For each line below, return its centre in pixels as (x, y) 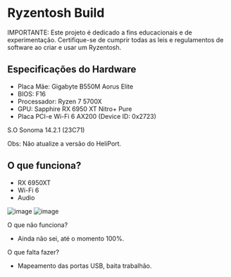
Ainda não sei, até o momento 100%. (71, 238)
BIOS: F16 (32, 94)
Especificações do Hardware (72, 69)
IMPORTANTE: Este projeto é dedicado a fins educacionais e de (100, 32)
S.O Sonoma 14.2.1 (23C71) (46, 130)
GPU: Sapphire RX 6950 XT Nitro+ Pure (75, 109)
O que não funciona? (38, 225)
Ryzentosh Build (56, 13)
